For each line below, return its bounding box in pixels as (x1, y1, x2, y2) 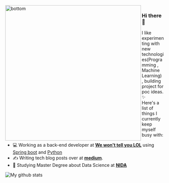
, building (142, 78, 161, 84)
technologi (142, 51, 164, 57)
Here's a (142, 100, 159, 106)
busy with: (142, 132, 163, 138)
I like (142, 30, 152, 36)
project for (142, 83, 164, 90)
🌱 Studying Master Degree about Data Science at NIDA (12, 162, 127, 168)
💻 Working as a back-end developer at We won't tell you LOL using (12, 142, 154, 148)
